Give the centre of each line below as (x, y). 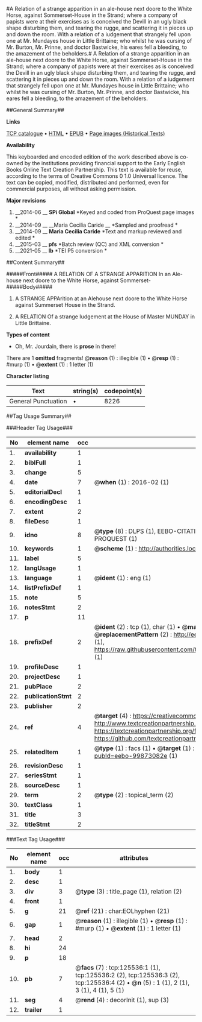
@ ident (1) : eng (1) (123, 578)
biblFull (35, 462)
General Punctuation (38, 401)
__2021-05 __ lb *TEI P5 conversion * (61, 251)
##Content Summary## (35, 262)
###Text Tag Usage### (36, 839)
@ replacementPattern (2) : (133, 634)
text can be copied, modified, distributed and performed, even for (88, 182)
